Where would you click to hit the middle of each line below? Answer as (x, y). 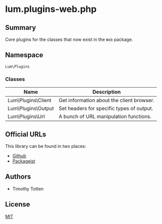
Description (107, 92)
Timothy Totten (28, 189)
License (18, 204)
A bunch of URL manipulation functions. (105, 116)
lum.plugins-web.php (51, 9)
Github (19, 156)
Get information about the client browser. (107, 101)
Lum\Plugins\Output (31, 109)
